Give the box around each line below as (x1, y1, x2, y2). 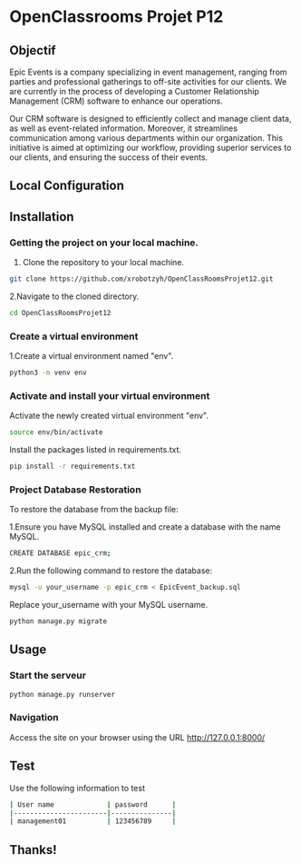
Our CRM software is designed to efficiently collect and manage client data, (9, 114, 292, 124)
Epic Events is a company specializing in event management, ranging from (9, 66, 287, 77)
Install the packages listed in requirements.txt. (9, 444, 181, 455)
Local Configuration (9, 178, 125, 194)
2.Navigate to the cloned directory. (9, 291, 140, 302)
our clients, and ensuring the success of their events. (9, 152, 209, 163)
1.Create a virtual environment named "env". (9, 351, 174, 362)
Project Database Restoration (9, 483, 142, 496)
